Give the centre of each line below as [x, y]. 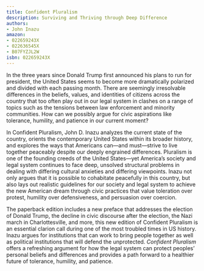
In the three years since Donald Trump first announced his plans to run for [99, 75]
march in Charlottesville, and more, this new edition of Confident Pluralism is [102, 222]
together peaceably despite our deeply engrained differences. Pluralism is [99, 152]
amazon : [16, 35]
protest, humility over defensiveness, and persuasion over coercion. [92, 197]
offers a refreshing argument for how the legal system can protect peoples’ [100, 248]
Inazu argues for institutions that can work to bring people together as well [100, 235]
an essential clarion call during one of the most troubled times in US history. [101, 228]
